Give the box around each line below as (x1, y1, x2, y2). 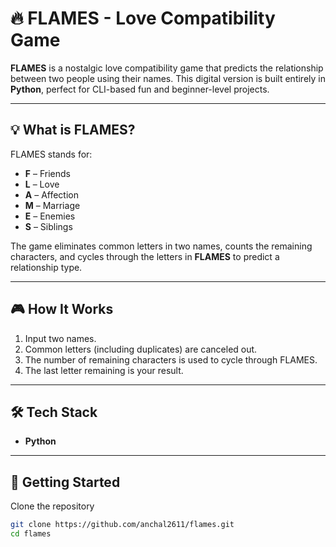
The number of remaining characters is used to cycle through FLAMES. (24, 353, 318, 366)
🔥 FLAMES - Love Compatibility (10, 7, 276, 30)
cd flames (10, 529, 52, 539)
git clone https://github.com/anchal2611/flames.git (10, 520, 235, 530)
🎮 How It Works (10, 301, 114, 318)
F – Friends (24, 167, 71, 179)
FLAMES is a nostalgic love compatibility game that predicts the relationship (10, 62, 324, 74)
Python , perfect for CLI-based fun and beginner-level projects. (10, 83, 270, 95)
